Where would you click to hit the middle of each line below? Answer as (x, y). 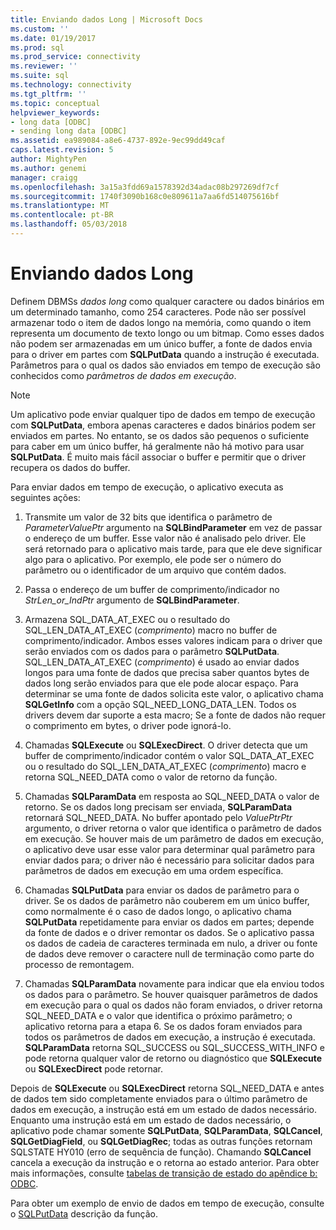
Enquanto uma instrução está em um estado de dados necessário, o (151, 1120)
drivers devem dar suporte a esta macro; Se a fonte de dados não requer (175, 715)
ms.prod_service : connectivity (75, 57)
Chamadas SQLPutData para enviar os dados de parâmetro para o (162, 890)
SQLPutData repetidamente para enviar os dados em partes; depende (169, 922)
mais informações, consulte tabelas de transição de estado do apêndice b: (164, 1173)
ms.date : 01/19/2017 (53, 38)
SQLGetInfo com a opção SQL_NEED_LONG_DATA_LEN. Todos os (160, 704)
